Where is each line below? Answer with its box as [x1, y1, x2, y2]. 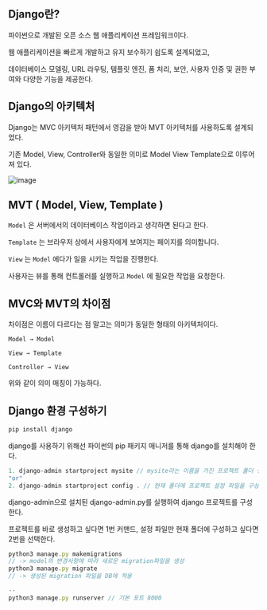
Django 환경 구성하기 [8, 403, 107, 417]
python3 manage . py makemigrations [8, 549, 123, 558]
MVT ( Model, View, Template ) [8, 199, 164, 212]
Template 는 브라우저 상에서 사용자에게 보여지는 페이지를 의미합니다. [8, 238, 219, 247]
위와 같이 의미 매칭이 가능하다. [8, 378, 102, 388]
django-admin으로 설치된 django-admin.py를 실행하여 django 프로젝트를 [8, 497, 238, 506]
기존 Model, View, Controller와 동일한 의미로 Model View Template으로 [8, 149, 234, 159]
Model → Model [8, 336, 56, 344]
